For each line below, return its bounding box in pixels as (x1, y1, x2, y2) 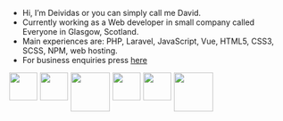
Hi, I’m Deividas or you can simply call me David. (21, 8, 202, 18)
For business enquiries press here (21, 55, 147, 65)
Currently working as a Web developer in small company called (21, 17, 255, 28)
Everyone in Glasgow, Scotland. (21, 27, 139, 36)
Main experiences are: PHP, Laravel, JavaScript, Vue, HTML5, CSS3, (21, 36, 275, 46)
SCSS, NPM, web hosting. (21, 45, 118, 56)
